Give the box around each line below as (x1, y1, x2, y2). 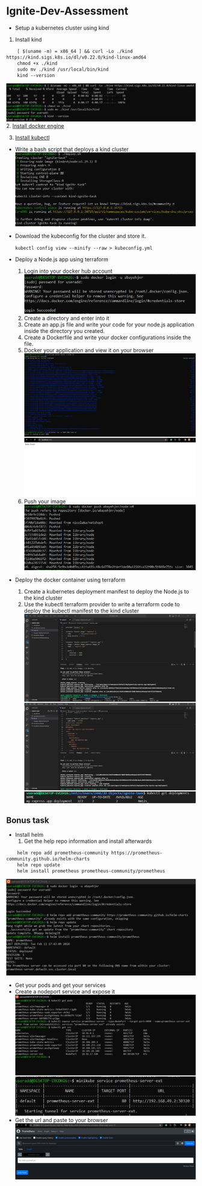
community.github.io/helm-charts (6, 856, 90, 862)
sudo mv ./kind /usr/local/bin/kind (17, 66, 109, 72)
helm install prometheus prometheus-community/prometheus (17, 868, 165, 874)
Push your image (23, 498, 66, 505)
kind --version (17, 72, 55, 78)
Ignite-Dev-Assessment (6, 4, 129, 18)
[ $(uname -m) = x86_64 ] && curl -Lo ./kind (17, 48, 133, 54)
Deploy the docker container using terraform (14, 576, 126, 583)
